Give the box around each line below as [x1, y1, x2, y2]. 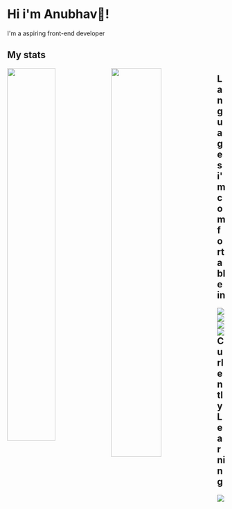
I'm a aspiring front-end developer [7, 29, 105, 37]
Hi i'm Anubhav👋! [7, 6, 109, 22]
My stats [7, 49, 46, 61]
